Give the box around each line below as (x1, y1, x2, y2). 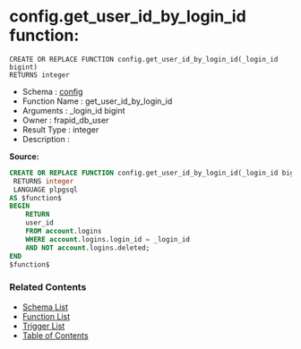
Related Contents (9, 281, 87, 294)
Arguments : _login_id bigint (21, 105, 125, 115)
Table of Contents (21, 329, 89, 341)
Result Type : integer (21, 123, 99, 135)
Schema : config (21, 86, 83, 97)
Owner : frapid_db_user (21, 115, 109, 125)
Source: (9, 150, 40, 162)
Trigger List (21, 320, 65, 331)
